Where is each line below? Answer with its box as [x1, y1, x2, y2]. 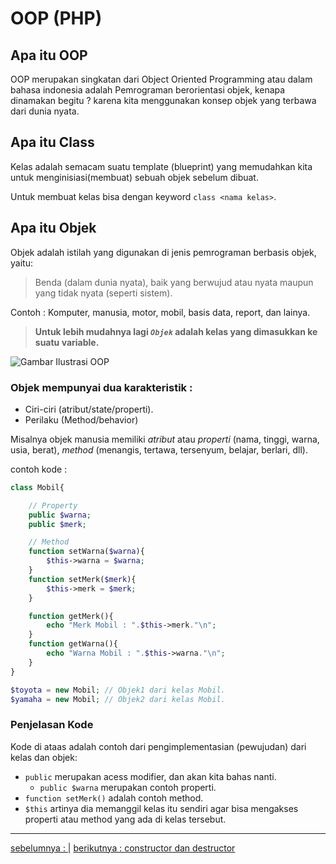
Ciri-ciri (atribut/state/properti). [24, 403, 154, 415]
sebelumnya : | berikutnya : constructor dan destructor [10, 842, 236, 854]
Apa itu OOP [10, 47, 88, 64]
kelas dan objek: [10, 751, 78, 763]
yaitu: [10, 257, 33, 269]
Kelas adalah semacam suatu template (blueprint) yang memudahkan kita [10, 160, 313, 172]
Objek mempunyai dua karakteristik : [10, 380, 193, 394]
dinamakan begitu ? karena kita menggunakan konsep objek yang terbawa [10, 95, 317, 106]
